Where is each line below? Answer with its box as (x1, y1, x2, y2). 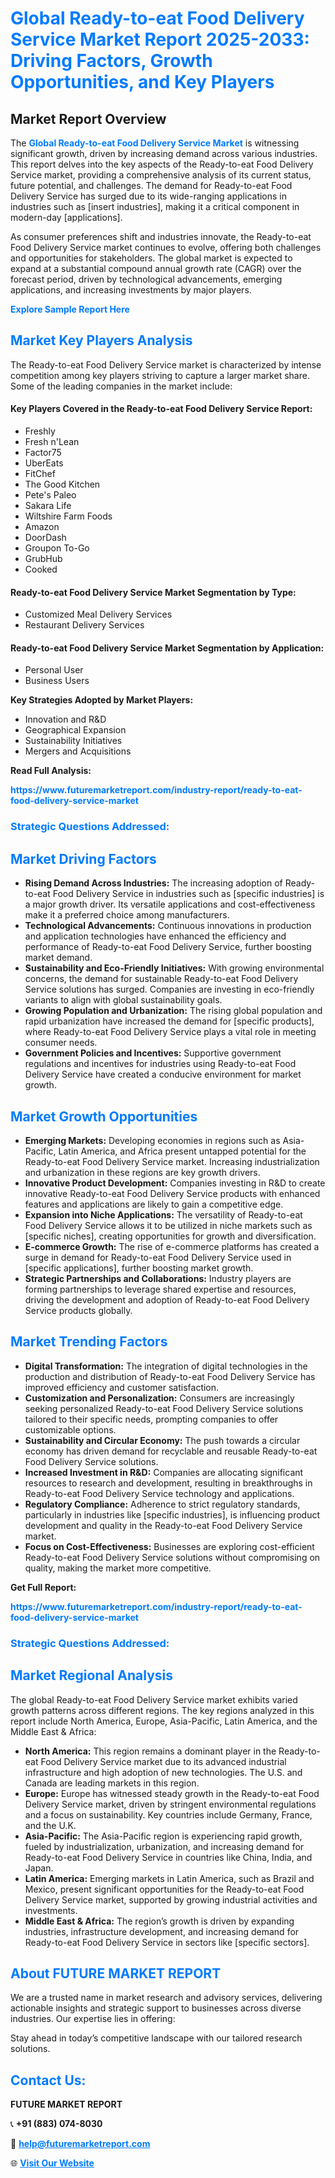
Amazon (24, 521, 60, 533)
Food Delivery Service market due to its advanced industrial (40, 1755, 287, 1767)
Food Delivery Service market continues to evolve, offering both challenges (10, 242, 322, 253)
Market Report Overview (10, 110, 167, 127)
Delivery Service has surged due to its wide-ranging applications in (10, 190, 288, 202)
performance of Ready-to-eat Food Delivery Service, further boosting (24, 941, 312, 953)
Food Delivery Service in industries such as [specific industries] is (52, 888, 325, 900)
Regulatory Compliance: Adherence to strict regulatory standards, (24, 1498, 301, 1510)
